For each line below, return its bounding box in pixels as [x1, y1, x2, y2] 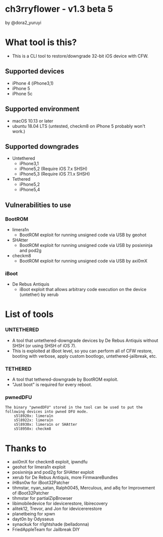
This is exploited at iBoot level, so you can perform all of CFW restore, [12, 348, 153, 354]
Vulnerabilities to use [5, 201, 72, 209]
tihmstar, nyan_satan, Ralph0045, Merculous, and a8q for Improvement [12, 485, 155, 491]
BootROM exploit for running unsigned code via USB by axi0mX [19, 258, 147, 264]
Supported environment [5, 105, 80, 113]
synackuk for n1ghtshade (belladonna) [12, 521, 89, 527]
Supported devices [5, 67, 64, 75]
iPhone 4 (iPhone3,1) [12, 80, 54, 86]
